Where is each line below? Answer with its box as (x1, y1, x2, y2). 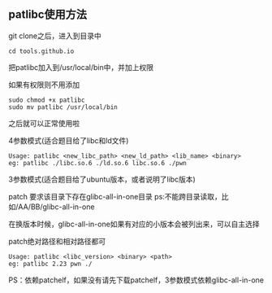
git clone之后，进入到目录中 (8, 31, 101, 41)
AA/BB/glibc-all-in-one (18, 202, 95, 212)
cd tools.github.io (8, 47, 75, 55)
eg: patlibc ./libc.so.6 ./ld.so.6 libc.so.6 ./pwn (8, 159, 187, 167)
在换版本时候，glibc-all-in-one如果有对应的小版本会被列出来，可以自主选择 (8, 219, 260, 229)
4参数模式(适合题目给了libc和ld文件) (8, 135, 129, 145)
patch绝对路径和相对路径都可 (8, 236, 106, 246)
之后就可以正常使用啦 (8, 118, 80, 128)
